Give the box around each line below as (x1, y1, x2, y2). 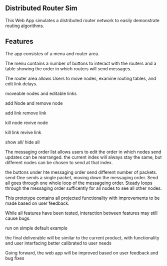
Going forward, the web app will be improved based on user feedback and (5, 249, 158, 255)
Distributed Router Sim (5, 4, 77, 13)
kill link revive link (5, 129, 41, 135)
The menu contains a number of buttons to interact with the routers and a (5, 60, 156, 66)
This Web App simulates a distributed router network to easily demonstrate (5, 17, 160, 23)
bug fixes (5, 255, 24, 261)
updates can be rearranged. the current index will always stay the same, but (5, 154, 162, 160)
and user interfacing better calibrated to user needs (5, 240, 111, 246)
